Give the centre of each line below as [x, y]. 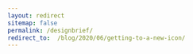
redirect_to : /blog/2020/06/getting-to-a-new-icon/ [96, 38]
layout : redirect [36, 15]
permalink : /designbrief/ [50, 30]
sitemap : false [33, 23]
